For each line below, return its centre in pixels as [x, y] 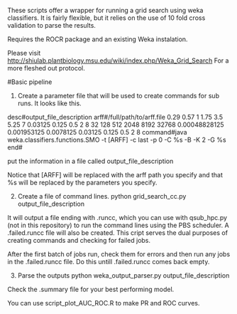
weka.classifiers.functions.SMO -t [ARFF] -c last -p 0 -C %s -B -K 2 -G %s [117, 140]
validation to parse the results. [51, 25]
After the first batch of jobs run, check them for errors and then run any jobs [119, 254]
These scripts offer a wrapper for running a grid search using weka [105, 10]
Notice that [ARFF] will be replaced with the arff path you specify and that [115, 175]
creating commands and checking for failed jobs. [79, 240]
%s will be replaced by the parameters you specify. [82, 182]
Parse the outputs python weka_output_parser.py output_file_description [123, 276]
